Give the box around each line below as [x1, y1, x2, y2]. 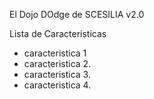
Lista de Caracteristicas [9, 28, 107, 39]
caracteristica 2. [23, 58, 92, 69]
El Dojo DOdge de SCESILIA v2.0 [9, 9, 145, 20]
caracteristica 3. [23, 69, 91, 80]
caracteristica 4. [23, 79, 92, 91]
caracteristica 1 [23, 47, 87, 59]
